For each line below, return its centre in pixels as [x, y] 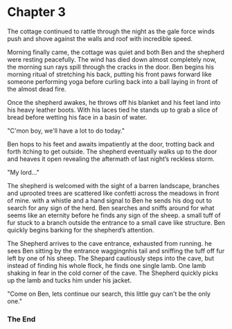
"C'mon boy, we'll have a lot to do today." [66, 130]
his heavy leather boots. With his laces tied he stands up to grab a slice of [113, 110]
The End [21, 319]
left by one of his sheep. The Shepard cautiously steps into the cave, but [111, 258]
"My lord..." [23, 172]
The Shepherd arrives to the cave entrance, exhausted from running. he [110, 243]
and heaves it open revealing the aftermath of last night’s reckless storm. [111, 159]
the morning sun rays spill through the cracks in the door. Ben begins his [111, 67]
